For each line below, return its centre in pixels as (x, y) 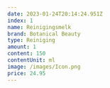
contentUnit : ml (31, 60)
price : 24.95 (27, 73)
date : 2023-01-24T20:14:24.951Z (55, 14)
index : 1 (20, 21)
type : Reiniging (31, 40)
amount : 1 (22, 47)
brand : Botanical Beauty (44, 34)
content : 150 (27, 54)
